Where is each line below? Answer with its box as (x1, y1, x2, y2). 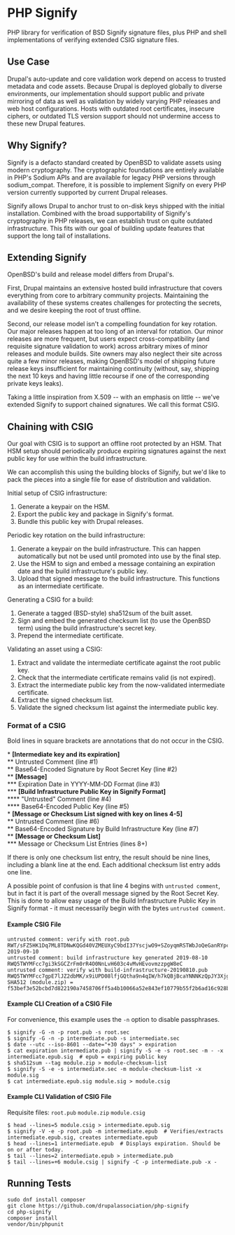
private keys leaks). (7, 379, 64, 388)
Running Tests (7, 1177, 71, 1189)
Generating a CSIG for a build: (7, 595, 94, 604)
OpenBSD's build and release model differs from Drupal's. (7, 270, 175, 278)
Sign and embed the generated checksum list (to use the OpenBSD (17, 616, 211, 625)
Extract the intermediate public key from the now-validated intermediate (17, 681, 225, 689)
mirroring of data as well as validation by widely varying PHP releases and (7, 97, 221, 105)
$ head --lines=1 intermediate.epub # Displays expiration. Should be (7, 1140, 220, 1147)
